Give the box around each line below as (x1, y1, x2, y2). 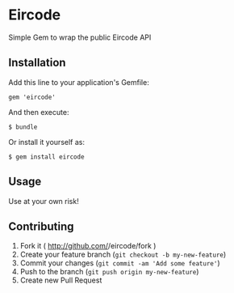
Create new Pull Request (19, 275, 102, 285)
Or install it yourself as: (8, 137, 85, 146)
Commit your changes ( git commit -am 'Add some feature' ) (19, 258, 220, 268)
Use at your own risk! (8, 196, 79, 206)
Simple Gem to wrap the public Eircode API (8, 32, 152, 42)
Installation (8, 56, 66, 70)
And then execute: (8, 107, 69, 117)
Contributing (8, 219, 74, 233)
